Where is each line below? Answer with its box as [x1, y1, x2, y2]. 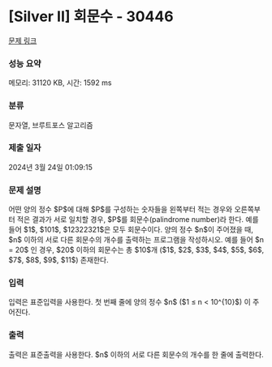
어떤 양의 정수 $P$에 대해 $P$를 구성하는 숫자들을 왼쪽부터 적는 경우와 [8, 204, 233, 215]
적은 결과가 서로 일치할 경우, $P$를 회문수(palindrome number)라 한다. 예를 [16, 215, 259, 224]
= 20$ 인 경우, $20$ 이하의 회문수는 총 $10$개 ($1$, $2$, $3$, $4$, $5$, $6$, [8, 245, 265, 255]
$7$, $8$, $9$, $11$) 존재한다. [8, 255, 110, 265]
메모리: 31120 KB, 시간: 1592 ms [8, 78, 112, 87]
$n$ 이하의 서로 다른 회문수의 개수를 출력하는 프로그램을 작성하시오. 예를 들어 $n [8, 235, 264, 245]
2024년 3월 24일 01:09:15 [8, 162, 93, 172]
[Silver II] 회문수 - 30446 [8, 7, 174, 26]
